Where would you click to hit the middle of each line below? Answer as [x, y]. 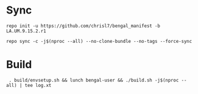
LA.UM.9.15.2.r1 [26, 31]
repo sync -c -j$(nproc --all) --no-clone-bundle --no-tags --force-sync [99, 41]
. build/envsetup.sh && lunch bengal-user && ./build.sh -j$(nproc [94, 80]
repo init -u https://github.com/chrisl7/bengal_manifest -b [83, 26]
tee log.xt [38, 85]
